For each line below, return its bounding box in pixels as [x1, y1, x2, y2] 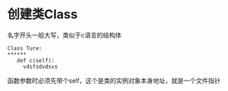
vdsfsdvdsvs [22, 63, 58, 70]
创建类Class [7, 6, 78, 22]
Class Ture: [7, 45, 42, 52]
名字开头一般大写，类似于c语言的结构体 [7, 31, 121, 39]
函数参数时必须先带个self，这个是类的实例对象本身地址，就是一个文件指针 [7, 76, 221, 85]
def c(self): [16, 57, 55, 64]
